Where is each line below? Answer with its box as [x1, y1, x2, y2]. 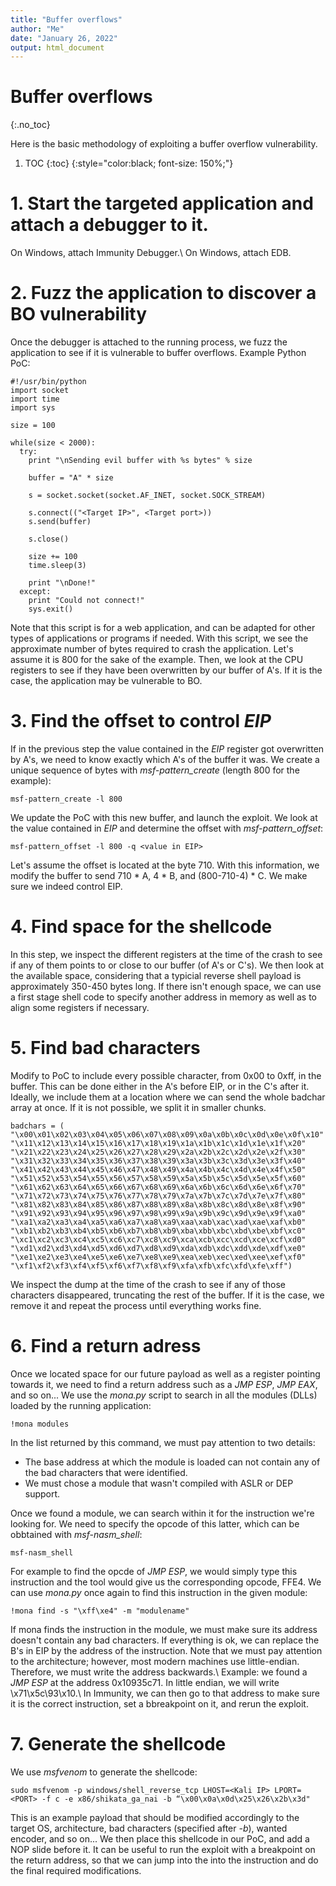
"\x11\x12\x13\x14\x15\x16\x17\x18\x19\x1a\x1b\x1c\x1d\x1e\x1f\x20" [10, 1138, 307, 1148]
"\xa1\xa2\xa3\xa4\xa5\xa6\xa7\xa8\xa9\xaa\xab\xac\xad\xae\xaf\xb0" [10, 1217, 307, 1227]
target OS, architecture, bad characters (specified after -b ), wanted [10, 1822, 288, 1834]
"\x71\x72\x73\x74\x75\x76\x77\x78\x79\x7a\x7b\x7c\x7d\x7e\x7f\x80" [10, 1191, 307, 1201]
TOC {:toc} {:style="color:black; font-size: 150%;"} [24, 157, 234, 170]
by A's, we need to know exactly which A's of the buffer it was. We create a [10, 754, 320, 765]
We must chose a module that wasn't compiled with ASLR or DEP [24, 1477, 294, 1489]
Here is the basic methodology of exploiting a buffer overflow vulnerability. [10, 138, 318, 150]
